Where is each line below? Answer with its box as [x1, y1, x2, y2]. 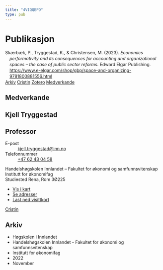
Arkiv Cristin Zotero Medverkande [5, 79, 75, 85]
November [12, 261, 34, 267]
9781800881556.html [9, 73, 53, 79]
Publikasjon [5, 33, 55, 45]
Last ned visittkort [12, 197, 50, 203]
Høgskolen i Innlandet [12, 234, 57, 240]
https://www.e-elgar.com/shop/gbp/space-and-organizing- [9, 68, 132, 74]
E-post [5, 140, 19, 147]
